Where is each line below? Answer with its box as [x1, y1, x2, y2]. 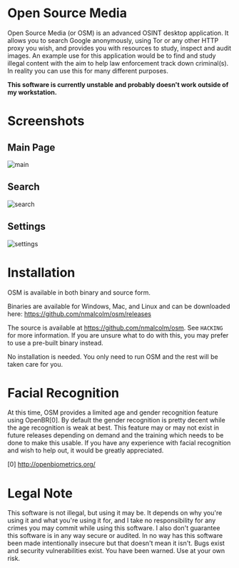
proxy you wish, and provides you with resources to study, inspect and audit [7, 44, 232, 52]
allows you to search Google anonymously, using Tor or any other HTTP [7, 36, 219, 44]
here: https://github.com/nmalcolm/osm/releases [7, 309, 152, 318]
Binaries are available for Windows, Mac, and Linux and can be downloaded [7, 302, 230, 310]
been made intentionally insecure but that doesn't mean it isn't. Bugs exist [7, 539, 225, 547]
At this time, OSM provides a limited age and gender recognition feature [7, 408, 219, 417]
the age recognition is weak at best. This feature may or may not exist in [7, 423, 220, 432]
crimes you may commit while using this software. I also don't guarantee [7, 524, 220, 532]
